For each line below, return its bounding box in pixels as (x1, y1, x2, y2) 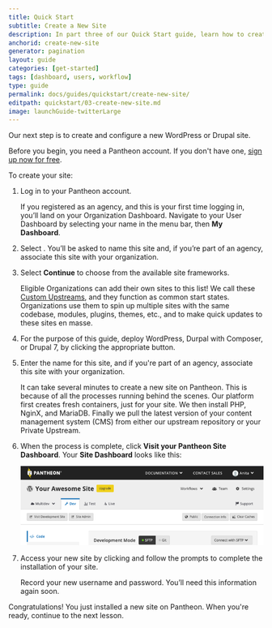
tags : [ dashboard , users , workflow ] (8, 73, 132, 81)
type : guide (8, 81, 49, 89)
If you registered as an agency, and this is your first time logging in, (19, 202, 245, 212)
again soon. (19, 586, 60, 596)
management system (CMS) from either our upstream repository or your (19, 417, 261, 427)
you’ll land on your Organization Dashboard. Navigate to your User (19, 211, 242, 221)
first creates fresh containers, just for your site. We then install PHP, (19, 400, 247, 410)
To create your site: (8, 170, 73, 180)
